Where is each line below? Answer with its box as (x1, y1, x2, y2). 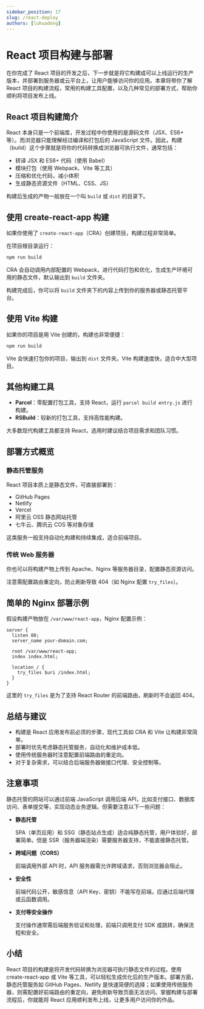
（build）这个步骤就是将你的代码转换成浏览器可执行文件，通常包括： (6, 144, 178, 152)
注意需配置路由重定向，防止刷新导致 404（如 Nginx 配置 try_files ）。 (6, 578, 182, 585)
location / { (12, 664, 45, 670)
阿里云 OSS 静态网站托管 (15, 513, 78, 521)
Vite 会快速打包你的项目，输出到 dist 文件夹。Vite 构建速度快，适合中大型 (6, 354, 192, 362)
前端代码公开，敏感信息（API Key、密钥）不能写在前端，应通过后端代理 (15, 888, 194, 895)
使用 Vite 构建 (6, 314, 58, 324)
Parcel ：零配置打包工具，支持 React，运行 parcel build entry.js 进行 (15, 399, 193, 407)
